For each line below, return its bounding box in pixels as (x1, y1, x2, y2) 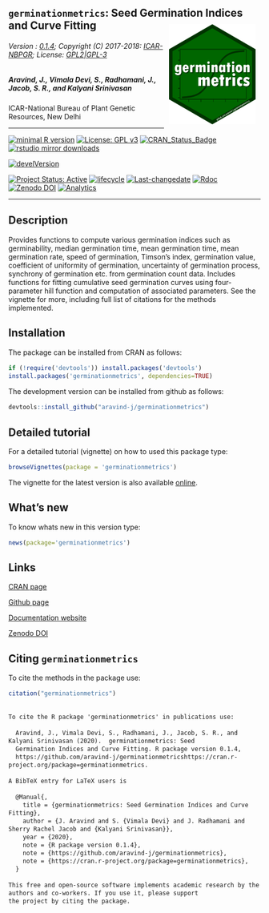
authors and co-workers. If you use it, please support (8, 889, 199, 898)
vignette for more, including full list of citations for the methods (8, 294, 216, 304)
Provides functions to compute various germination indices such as (8, 235, 231, 244)
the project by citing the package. (8, 897, 130, 906)
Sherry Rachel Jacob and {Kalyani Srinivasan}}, (8, 825, 174, 834)
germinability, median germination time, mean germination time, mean (8, 243, 239, 253)
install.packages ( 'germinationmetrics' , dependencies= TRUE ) (8, 372, 214, 380)
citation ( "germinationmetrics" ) (8, 690, 116, 698)
